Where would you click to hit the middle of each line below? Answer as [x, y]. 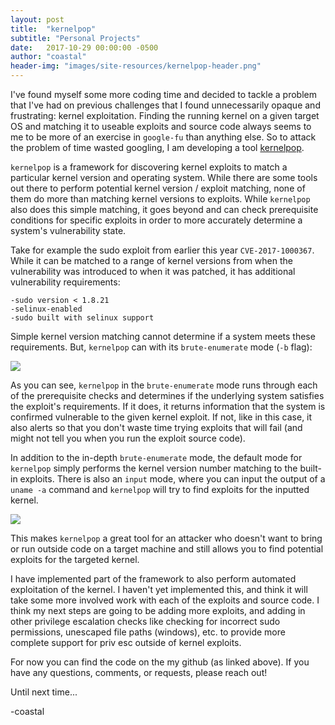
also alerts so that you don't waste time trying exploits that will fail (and [156, 427]
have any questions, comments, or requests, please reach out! [139, 672]
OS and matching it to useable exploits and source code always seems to [161, 126]
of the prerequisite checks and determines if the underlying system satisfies [167, 395]
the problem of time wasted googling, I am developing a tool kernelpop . [157, 147]
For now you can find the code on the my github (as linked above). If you [160, 662]
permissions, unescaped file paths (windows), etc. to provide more [148, 632]
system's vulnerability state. [68, 230]
